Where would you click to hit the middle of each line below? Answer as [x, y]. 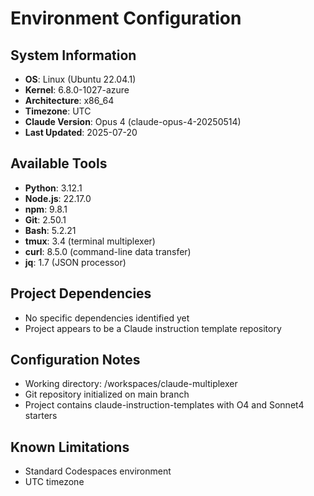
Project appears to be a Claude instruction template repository [153, 328]
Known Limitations [70, 447]
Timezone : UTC [58, 111]
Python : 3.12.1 [53, 188]
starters [41, 416]
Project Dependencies [81, 293]
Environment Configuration [126, 18]
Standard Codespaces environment [98, 471]
